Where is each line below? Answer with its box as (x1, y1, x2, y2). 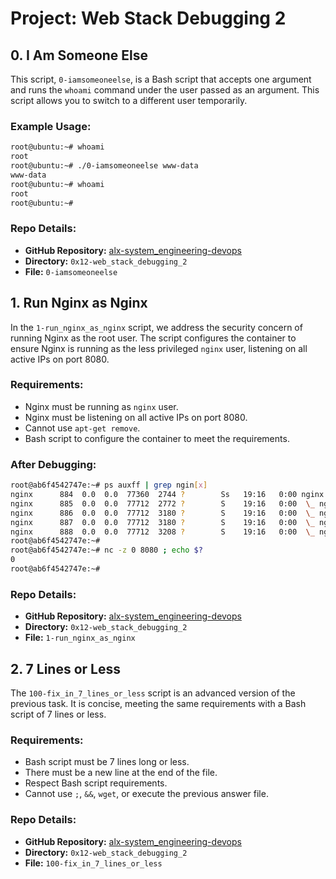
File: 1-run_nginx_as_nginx (24, 632, 136, 644)
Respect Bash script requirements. (24, 777, 168, 789)
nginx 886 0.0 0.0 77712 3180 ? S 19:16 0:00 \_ (10, 508, 315, 518)
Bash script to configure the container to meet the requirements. (24, 432, 290, 444)
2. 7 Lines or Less (10, 660, 121, 677)
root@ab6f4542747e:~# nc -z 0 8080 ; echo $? (10, 545, 203, 556)
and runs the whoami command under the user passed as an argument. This (10, 84, 320, 96)
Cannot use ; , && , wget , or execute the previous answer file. (24, 788, 269, 800)
